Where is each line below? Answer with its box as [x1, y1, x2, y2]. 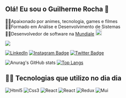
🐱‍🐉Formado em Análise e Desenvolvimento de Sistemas [5, 23, 121, 29]
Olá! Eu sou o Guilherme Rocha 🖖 [5, 5, 109, 13]
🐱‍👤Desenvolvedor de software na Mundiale [5, 30, 94, 36]
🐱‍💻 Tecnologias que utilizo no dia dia [5, 74, 121, 82]
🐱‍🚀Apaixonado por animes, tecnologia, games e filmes [5, 18, 118, 24]
